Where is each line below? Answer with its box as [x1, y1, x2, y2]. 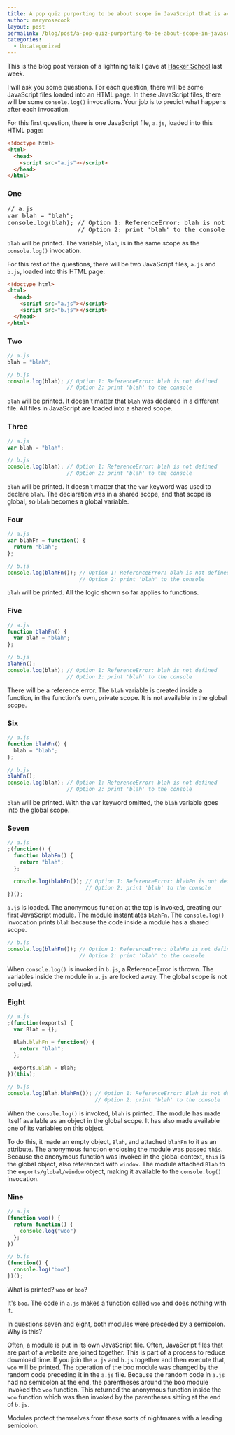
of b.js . [7, 1400, 30, 1408]
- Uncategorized [13, 43, 61, 50]
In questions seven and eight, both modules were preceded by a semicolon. [7, 1320, 226, 1328]
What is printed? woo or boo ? [7, 1285, 87, 1294]
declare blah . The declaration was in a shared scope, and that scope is [7, 490, 211, 499]
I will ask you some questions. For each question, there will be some [7, 83, 204, 91]
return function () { [13, 1221, 73, 1228]
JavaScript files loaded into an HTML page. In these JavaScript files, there [7, 90, 222, 99]
